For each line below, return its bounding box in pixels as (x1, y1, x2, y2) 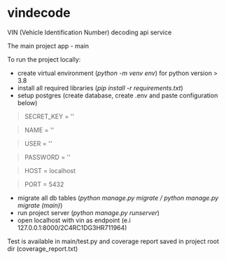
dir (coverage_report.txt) (7, 244, 78, 253)
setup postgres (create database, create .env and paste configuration (17, 91, 218, 100)
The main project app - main (7, 41, 90, 50)
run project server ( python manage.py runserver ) (17, 208, 160, 217)
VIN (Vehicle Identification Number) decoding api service (7, 28, 172, 36)
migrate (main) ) (17, 201, 63, 210)
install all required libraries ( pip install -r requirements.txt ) (17, 83, 183, 92)
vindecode (7, 5, 71, 21)
